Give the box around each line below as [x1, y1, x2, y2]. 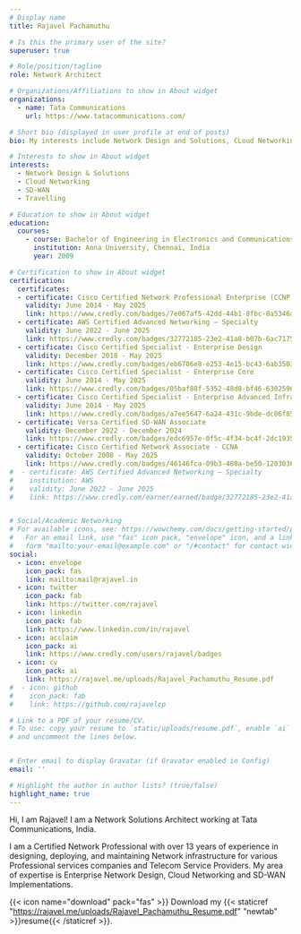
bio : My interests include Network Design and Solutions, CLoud [9, 136, 254, 145]
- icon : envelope [17, 558, 82, 567]
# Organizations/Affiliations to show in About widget [9, 87, 219, 96]
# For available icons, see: [9, 525, 118, 534]
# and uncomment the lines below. [9, 733, 139, 741]
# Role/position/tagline [9, 62, 102, 72]
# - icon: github [9, 682, 78, 692]
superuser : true [9, 46, 70, 55]
